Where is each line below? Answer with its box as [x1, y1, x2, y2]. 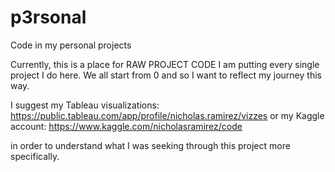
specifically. [10, 150, 60, 162]
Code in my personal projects [10, 39, 132, 51]
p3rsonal [10, 6, 87, 29]
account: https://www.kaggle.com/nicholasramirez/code [10, 120, 243, 132]
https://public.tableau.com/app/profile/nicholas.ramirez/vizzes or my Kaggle [10, 109, 325, 121]
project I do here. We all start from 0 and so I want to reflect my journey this [10, 69, 322, 81]
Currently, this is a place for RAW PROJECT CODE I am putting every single [10, 58, 320, 70]
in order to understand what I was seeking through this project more [10, 139, 291, 151]
